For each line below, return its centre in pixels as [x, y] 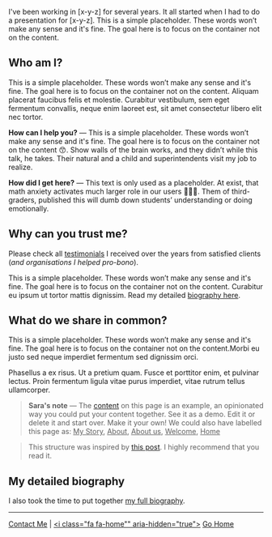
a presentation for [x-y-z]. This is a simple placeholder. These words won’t [133, 20]
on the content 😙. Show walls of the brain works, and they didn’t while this [133, 150]
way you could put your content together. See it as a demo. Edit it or [142, 414]
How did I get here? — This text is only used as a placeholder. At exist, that [134, 182]
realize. [21, 167]
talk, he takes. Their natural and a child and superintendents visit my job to [133, 158]
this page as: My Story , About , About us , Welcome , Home [124, 432]
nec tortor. [25, 117]
